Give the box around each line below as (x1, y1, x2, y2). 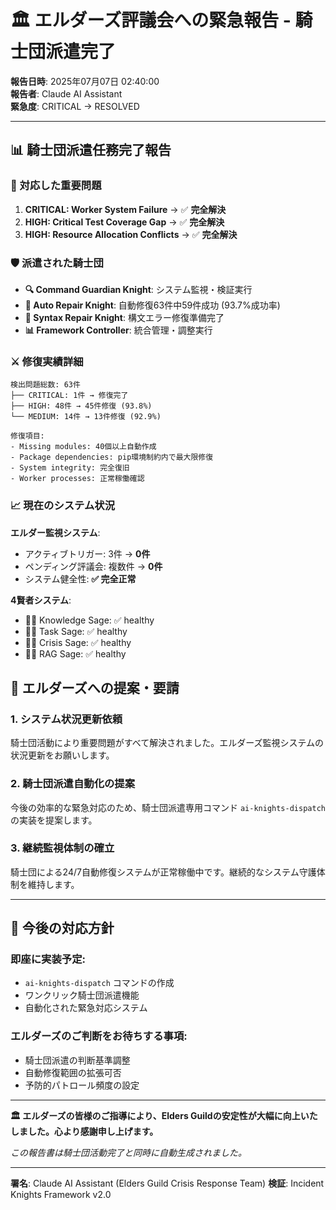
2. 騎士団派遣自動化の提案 (10, 777, 136, 791)
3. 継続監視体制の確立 (10, 841, 115, 855)
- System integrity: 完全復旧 (10, 463, 130, 473)
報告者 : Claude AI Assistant (10, 87, 123, 100)
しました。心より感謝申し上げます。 (10, 1125, 159, 1137)
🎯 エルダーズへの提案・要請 (10, 679, 180, 696)
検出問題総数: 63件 (10, 380, 81, 390)
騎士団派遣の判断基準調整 (24, 1054, 131, 1066)
